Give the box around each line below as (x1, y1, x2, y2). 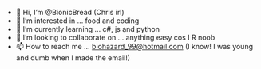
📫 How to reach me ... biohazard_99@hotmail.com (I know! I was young (15, 42, 254, 51)
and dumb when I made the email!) (15, 53, 130, 63)
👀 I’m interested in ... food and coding (15, 16, 140, 25)
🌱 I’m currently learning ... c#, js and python (15, 25, 160, 33)
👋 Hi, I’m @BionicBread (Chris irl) (15, 8, 125, 17)
